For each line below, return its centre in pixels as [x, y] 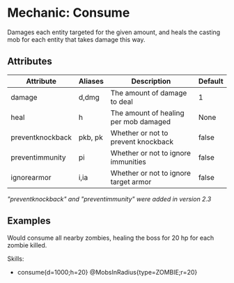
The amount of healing [147, 113]
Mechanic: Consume [69, 13]
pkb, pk [91, 137]
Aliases [91, 81]
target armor [131, 181]
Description [151, 81]
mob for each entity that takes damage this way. [76, 39]
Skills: [16, 259]
